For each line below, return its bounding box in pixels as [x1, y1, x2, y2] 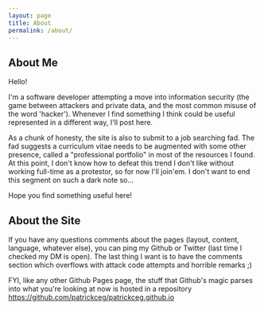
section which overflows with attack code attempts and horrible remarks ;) [8, 260, 253, 269]
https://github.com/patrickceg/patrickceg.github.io [8, 293, 175, 302]
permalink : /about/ [8, 26, 73, 34]
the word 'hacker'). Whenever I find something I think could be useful [8, 109, 235, 119]
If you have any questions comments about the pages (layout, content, [8, 235, 240, 244]
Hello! [8, 77, 28, 87]
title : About [8, 19, 52, 27]
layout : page [8, 11, 52, 20]
